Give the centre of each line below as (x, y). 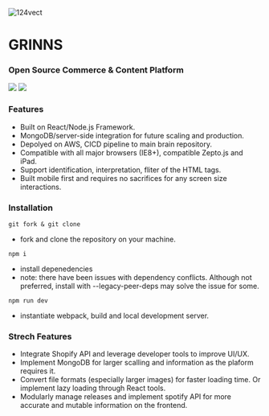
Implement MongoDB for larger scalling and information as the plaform (137, 363)
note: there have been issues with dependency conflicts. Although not (136, 278)
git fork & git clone (45, 224)
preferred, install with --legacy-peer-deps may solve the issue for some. (139, 286)
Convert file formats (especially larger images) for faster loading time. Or (140, 380)
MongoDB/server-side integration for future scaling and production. (132, 135)
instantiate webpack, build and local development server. (114, 316)
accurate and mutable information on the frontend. (104, 406)
